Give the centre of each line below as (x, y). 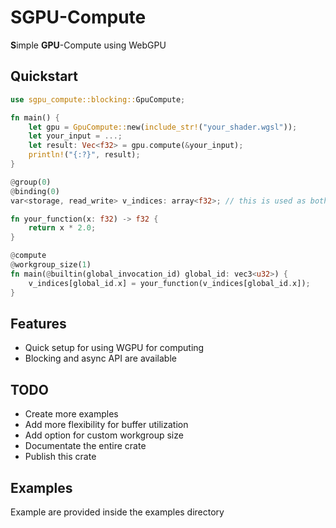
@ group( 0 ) (31, 182)
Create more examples (71, 414)
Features (38, 323)
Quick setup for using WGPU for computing (114, 348)
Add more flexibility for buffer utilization (106, 425)
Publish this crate (60, 457)
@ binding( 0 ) (35, 191)
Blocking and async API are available (100, 358)
